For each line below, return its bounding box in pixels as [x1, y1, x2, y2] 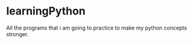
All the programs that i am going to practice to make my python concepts [6, 24, 188, 31]
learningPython [6, 4, 86, 18]
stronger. [6, 30, 29, 37]
